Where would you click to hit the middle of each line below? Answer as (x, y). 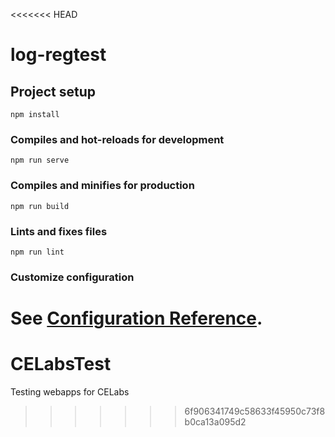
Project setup (53, 91)
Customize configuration (72, 277)
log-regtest (58, 55)
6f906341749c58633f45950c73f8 (255, 411)
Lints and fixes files (59, 231)
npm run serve (40, 160)
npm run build (40, 206)
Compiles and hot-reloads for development (117, 139)
